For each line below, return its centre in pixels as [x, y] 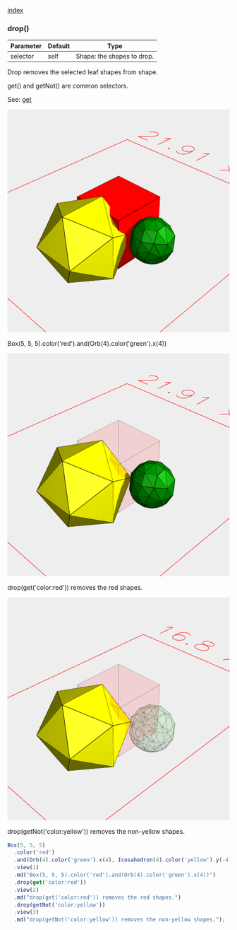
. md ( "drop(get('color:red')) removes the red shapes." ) [97, 897]
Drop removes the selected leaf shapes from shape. [83, 72]
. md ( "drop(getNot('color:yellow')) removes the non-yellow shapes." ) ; [120, 920]
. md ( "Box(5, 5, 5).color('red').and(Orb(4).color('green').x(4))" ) [115, 875]
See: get [19, 99]
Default [59, 46]
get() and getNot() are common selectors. [68, 86]
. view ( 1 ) [26, 868]
